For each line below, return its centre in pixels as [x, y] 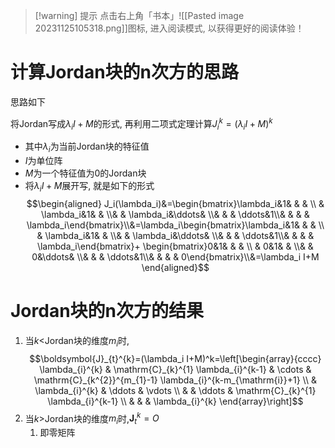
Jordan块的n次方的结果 [107, 311]
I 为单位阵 [43, 161]
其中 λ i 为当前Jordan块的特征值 [87, 147]
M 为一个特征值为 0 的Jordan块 [85, 173]
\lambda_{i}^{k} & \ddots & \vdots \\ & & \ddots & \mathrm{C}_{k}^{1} [175, 390]
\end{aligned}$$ [175, 267]
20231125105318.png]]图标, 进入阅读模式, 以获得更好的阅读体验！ [169, 28]
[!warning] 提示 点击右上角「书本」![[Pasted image [139, 15]
